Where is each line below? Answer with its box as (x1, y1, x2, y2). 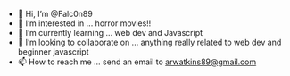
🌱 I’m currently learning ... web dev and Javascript (17, 28, 203, 38)
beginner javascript (17, 46, 89, 57)
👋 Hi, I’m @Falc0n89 (17, 9, 94, 19)
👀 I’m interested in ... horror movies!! (17, 18, 152, 29)
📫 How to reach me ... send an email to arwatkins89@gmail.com (17, 56, 257, 67)
